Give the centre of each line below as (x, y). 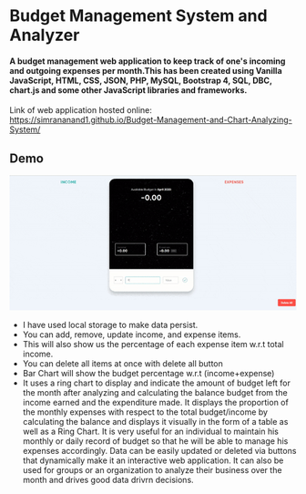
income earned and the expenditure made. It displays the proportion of (155, 403)
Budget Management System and (138, 16)
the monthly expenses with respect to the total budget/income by (145, 412)
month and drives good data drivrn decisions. (108, 480)
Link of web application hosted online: (81, 110)
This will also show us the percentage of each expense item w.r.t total (153, 345)
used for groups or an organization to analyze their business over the (152, 470)
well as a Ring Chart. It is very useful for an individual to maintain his (151, 432)
